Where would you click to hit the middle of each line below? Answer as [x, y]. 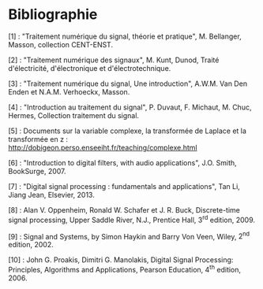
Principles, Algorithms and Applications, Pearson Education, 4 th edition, [125, 269]
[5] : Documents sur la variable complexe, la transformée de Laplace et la [128, 131]
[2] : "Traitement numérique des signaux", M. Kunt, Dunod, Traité [114, 60]
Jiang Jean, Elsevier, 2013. [51, 195]
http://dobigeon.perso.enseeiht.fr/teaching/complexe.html [103, 147]
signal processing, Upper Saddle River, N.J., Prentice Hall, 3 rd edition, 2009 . [131, 219]
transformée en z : [38, 139]
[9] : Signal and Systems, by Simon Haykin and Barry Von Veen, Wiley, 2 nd [129, 235]
